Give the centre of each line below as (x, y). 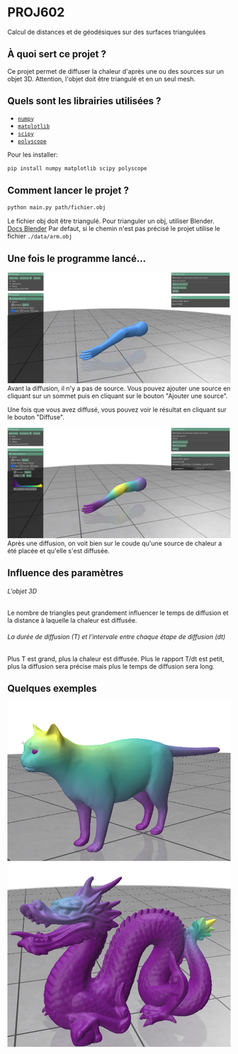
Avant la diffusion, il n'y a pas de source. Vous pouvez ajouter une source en (119, 388)
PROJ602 (36, 12)
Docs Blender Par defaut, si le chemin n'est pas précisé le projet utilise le (114, 229)
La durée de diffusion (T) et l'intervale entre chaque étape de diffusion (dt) (117, 636)
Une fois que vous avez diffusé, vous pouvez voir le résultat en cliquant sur (117, 409)
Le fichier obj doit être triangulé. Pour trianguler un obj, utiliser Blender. (111, 221)
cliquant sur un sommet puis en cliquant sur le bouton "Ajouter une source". (118, 396)
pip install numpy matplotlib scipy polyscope (77, 168)
